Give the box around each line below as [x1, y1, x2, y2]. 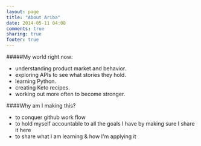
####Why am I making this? [6, 102, 76, 109]
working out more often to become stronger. [14, 91, 126, 97]
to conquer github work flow [14, 114, 86, 121]
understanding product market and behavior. [14, 65, 127, 72]
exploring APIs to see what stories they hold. [14, 71, 127, 78]
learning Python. [14, 78, 56, 85]
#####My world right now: [6, 53, 73, 60]
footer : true [6, 37, 39, 43]
